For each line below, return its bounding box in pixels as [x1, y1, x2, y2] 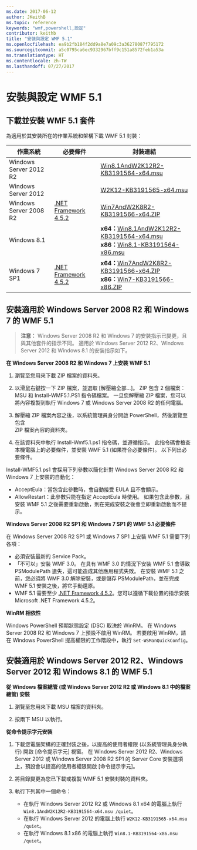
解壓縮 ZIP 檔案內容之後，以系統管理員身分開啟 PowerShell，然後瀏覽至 [14, 412, 188, 419]
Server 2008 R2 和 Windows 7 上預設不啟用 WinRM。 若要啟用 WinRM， [6, 629, 181, 636]
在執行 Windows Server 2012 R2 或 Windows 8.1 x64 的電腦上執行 [23, 801, 183, 807]
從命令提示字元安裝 [6, 728, 53, 735]
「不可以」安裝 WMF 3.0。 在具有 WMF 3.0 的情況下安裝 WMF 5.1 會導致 [14, 560, 191, 568]
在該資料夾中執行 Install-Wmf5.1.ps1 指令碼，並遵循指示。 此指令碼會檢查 [14, 439, 191, 446]
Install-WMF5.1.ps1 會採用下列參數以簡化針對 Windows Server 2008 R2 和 [6, 466, 184, 474]
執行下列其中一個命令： [14, 788, 72, 795]
